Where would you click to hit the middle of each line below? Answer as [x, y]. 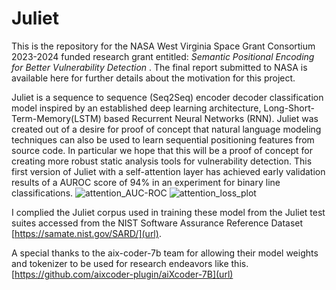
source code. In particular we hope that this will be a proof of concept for [162, 150]
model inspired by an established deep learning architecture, [136, 108]
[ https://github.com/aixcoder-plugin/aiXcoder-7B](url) [122, 274]
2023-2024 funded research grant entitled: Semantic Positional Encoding [163, 56]
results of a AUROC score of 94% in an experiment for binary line [146, 182]
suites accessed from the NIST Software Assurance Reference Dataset [157, 223]
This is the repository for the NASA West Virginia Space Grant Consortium [163, 46]
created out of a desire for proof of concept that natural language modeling [166, 129]
